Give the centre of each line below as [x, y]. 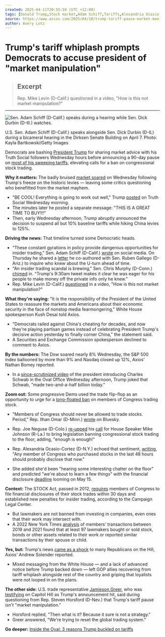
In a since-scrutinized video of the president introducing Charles [78, 374]
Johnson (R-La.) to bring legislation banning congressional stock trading [85, 434]
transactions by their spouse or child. [50, 540]
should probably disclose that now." [48, 459]
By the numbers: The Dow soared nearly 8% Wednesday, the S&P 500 [77, 354]
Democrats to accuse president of [76, 58]
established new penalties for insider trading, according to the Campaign [79, 499]
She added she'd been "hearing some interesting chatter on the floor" [83, 469]
